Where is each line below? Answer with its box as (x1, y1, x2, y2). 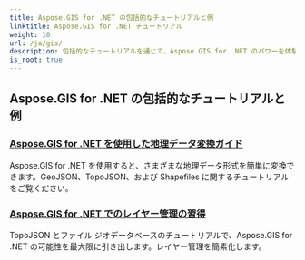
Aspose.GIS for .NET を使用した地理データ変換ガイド (9, 138, 243, 150)
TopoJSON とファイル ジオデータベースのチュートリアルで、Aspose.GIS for (9, 229, 293, 240)
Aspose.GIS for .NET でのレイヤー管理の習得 (9, 207, 206, 220)
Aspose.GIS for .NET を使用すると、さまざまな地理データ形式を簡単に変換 (9, 159, 287, 170)
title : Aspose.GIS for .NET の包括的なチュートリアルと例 (9, 13, 214, 23)
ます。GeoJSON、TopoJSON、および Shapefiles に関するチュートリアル (16, 171, 290, 182)
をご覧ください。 (9, 182, 74, 193)
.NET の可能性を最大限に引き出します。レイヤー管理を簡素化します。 (9, 241, 267, 252)
